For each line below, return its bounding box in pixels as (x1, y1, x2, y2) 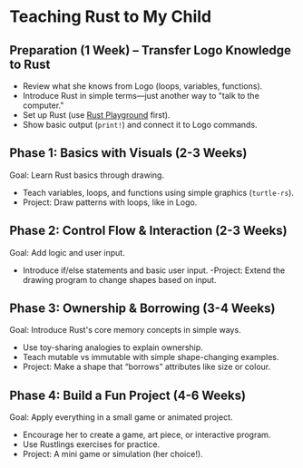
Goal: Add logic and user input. (9, 247, 125, 258)
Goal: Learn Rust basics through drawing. (9, 170, 165, 180)
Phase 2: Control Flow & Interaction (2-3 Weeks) (9, 223, 288, 239)
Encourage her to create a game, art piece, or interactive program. (22, 429, 271, 441)
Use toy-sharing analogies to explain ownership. (22, 342, 204, 353)
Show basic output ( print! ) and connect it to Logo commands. (22, 120, 258, 130)
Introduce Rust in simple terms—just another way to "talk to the (22, 91, 260, 101)
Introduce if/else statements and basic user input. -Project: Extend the (22, 265, 286, 276)
